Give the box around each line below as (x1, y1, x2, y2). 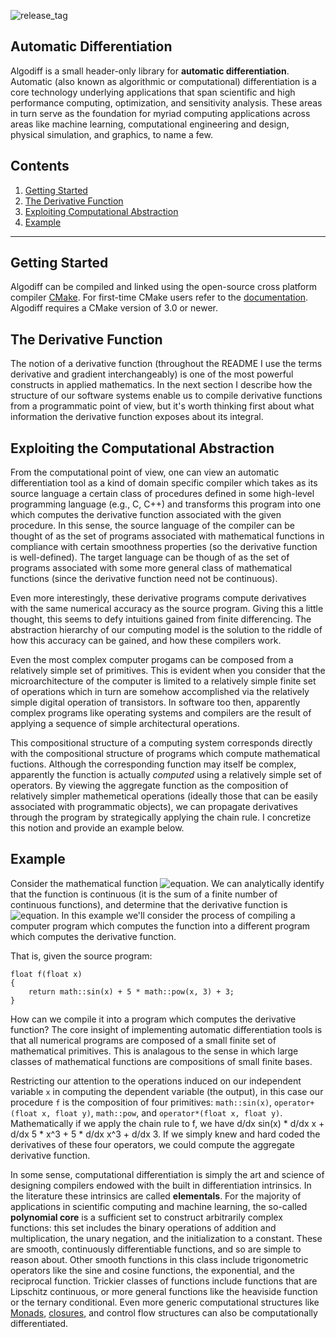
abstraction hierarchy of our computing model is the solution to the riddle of (10, 624, 323, 636)
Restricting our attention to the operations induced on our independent (10, 1075, 302, 1087)
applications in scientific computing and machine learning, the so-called (10, 1200, 308, 1212)
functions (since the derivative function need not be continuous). (10, 573, 278, 585)
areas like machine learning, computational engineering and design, (10, 118, 290, 130)
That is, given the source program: (10, 950, 153, 962)
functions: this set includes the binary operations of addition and (10, 1221, 277, 1234)
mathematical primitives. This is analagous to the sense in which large (10, 1045, 299, 1057)
